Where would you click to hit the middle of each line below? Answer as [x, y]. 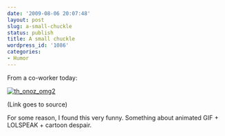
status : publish [30, 33]
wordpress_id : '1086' [38, 45]
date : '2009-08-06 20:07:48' [49, 13]
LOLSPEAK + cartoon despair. [50, 125]
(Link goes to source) [37, 104]
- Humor [18, 58]
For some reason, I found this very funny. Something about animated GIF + [113, 117]
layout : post [26, 20]
